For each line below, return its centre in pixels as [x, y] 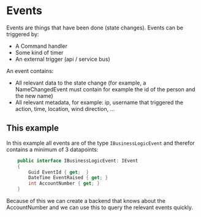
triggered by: [23, 34]
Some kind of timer [39, 52]
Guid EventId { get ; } [59, 172]
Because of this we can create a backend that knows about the [86, 201]
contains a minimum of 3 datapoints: [52, 149]
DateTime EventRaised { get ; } [68, 178]
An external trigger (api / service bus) [63, 59]
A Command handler [41, 46]
